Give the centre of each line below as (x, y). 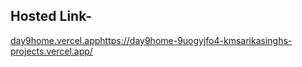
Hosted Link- (51, 16)
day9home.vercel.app (55, 40)
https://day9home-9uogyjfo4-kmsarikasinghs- (196, 40)
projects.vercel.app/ (51, 51)
